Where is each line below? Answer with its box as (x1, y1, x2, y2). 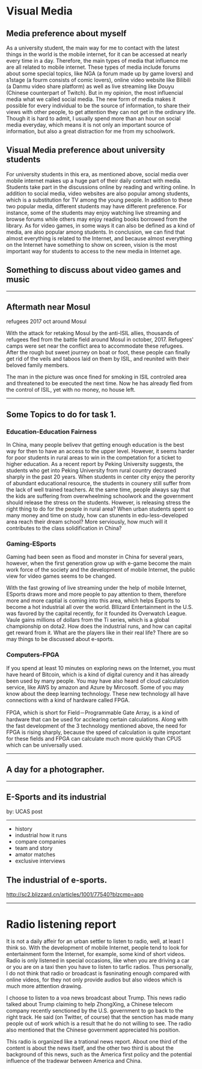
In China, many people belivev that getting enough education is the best (6, 441, 185, 448)
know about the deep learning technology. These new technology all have (6, 690, 189, 697)
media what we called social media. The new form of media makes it (6, 95, 176, 103)
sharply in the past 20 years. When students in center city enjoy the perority (6, 473, 195, 480)
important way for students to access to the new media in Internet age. (6, 247, 182, 255)
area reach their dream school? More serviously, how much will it (6, 518, 168, 526)
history (14, 825, 33, 832)
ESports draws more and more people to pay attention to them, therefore (6, 590, 186, 598)
